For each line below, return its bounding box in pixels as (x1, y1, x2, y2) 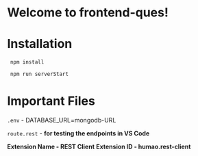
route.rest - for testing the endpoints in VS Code (7, 129, 150, 138)
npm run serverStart (10, 70, 69, 78)
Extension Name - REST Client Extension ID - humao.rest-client (7, 142, 191, 151)
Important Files (7, 94, 96, 109)
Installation (7, 36, 73, 52)
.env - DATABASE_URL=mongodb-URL (7, 116, 116, 125)
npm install (10, 59, 45, 66)
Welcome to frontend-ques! (7, 5, 169, 21)
